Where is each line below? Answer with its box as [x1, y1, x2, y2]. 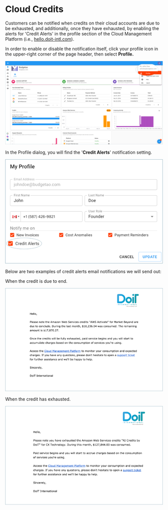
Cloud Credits [5, 4, 64, 15]
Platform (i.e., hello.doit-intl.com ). [5, 36, 74, 42]
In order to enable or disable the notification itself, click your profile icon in [5, 46, 158, 52]
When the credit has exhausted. [5, 396, 71, 402]
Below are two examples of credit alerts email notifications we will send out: [5, 269, 161, 275]
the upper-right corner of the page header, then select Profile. [5, 51, 134, 57]
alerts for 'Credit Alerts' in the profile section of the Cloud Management [5, 31, 152, 37]
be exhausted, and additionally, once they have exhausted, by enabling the [5, 25, 159, 31]
